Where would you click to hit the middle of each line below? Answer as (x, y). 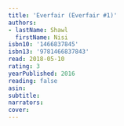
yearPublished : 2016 (42, 74)
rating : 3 (24, 67)
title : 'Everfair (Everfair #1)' (63, 15)
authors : (22, 23)
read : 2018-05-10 (36, 59)
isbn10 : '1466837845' (44, 45)
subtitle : (24, 95)
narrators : (26, 103)
